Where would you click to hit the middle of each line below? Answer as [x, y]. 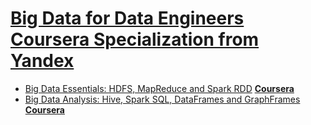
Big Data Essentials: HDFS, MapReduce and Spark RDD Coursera [159, 88]
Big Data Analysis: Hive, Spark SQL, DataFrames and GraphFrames [162, 99]
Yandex [42, 61]
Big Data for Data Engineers [127, 18]
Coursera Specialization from [135, 39]
